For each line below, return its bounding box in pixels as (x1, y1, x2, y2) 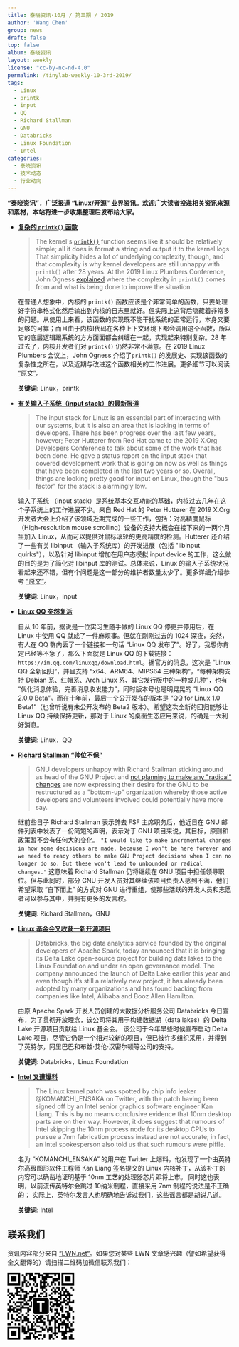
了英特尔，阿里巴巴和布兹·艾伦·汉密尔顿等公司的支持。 (17, 1042, 178, 1051)
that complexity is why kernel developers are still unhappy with (35, 259, 221, 268)
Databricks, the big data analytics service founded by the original (35, 938, 227, 947)
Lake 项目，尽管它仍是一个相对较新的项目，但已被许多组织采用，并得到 (17, 1033, 228, 1042)
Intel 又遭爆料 (17, 1072, 58, 1081)
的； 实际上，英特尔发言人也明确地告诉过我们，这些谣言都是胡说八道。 (17, 1190, 225, 1199)
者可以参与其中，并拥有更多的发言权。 (17, 893, 130, 903)
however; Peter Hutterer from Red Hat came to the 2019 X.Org (35, 436, 218, 444)
